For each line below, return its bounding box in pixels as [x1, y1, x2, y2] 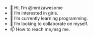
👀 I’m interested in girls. [9, 10, 59, 16]
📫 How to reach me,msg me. [9, 26, 71, 32]
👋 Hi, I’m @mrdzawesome [9, 5, 63, 10]
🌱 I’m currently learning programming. [9, 15, 88, 21]
